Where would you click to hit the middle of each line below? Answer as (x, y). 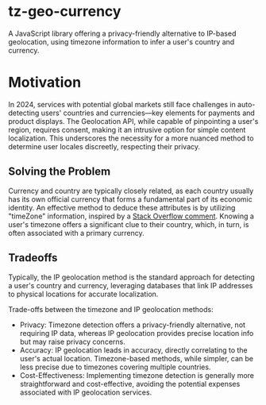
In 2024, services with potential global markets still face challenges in (122, 104)
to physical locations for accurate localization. (83, 294)
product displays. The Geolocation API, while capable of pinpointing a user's (133, 121)
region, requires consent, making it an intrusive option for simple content (127, 129)
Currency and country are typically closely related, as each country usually (131, 191)
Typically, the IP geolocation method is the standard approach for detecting (132, 277)
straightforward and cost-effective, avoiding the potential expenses (130, 384)
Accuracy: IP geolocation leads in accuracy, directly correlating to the (133, 350)
